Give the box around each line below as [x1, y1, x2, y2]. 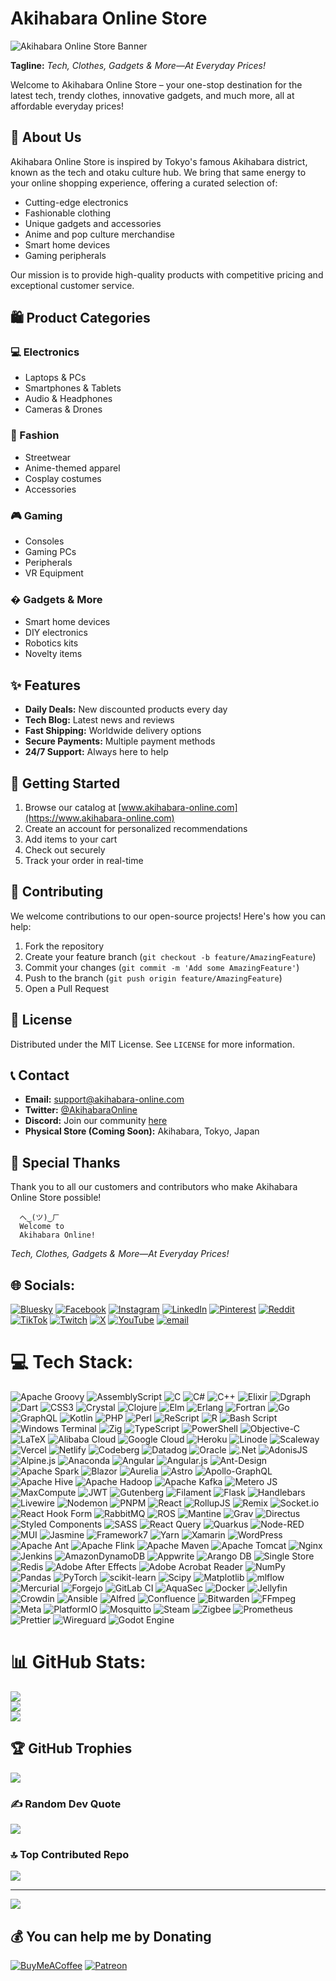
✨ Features [10, 677, 81, 694]
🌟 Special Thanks [10, 1154, 121, 1171]
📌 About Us [10, 129, 82, 146]
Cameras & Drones [24, 403, 103, 416]
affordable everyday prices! [10, 100, 124, 112]
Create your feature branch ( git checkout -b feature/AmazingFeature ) [24, 950, 317, 962]
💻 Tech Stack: [10, 1351, 134, 1374]
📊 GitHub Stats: [10, 1651, 147, 1674]
